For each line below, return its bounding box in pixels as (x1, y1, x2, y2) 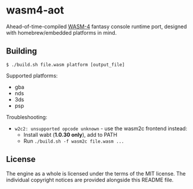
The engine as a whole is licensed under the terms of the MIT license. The (6, 170, 186, 177)
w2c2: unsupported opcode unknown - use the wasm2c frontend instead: (14, 124, 187, 132)
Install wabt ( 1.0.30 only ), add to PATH (23, 131, 118, 138)
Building (6, 46, 37, 56)
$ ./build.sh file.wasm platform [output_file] (6, 62, 125, 67)
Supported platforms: (6, 72, 58, 79)
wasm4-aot (6, 4, 64, 17)
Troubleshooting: (6, 113, 48, 120)
